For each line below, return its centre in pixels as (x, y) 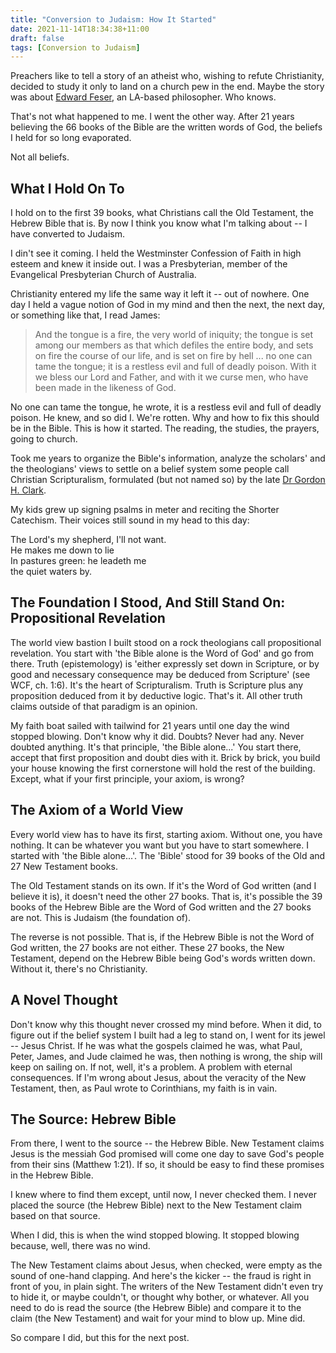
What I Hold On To (67, 188)
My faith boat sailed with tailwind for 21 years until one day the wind (150, 725)
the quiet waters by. (51, 572)
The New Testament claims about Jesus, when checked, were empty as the (166, 1265)
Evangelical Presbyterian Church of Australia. (103, 275)
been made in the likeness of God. (105, 388)
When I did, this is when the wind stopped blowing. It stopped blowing (155, 1235)
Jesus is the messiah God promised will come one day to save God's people (167, 1154)
